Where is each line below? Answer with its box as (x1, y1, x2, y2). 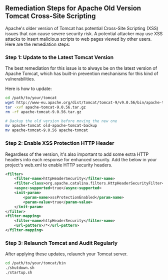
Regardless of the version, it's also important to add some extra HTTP (5, 151, 149, 157)
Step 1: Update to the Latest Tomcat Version (5, 54, 114, 61)
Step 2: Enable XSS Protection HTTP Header (5, 140, 114, 147)
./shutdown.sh (5, 265, 35, 270)
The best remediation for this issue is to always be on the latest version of (5, 65, 157, 71)
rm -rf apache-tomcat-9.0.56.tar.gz (5, 109, 81, 115)
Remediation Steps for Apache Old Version (5, 4, 141, 13)
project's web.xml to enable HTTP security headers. (5, 162, 112, 168)
